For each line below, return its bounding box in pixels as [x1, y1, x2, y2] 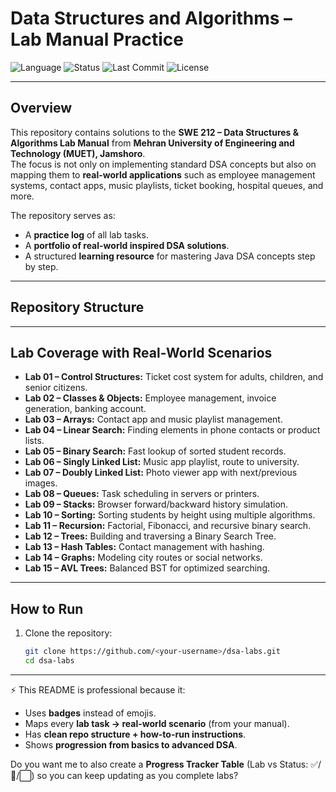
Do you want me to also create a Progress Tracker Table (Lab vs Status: [10, 758, 309, 770]
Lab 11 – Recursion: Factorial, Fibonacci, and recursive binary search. [24, 520, 312, 532]
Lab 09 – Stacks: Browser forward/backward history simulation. [24, 498, 289, 511]
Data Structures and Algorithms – [10, 7, 293, 30]
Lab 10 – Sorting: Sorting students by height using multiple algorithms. [24, 509, 316, 521]
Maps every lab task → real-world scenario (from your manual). [24, 717, 290, 729]
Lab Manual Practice [10, 28, 184, 51]
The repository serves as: [10, 209, 116, 221]
